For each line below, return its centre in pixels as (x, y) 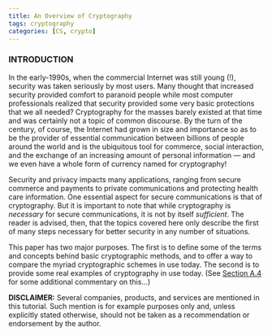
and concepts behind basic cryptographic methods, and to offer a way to (131, 255)
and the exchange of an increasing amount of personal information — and (132, 155)
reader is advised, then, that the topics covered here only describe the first (134, 223)
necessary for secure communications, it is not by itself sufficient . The (126, 214)
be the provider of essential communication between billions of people (127, 137)
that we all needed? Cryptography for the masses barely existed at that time (135, 111)
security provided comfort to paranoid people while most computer (121, 94)
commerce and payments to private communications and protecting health (133, 188)
